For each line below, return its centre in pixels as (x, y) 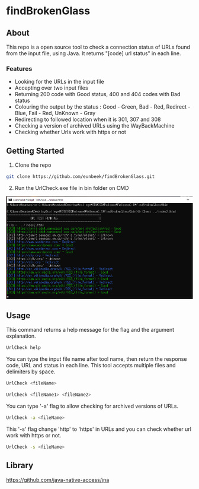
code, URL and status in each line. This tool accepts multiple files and (91, 366)
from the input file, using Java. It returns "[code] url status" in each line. (94, 53)
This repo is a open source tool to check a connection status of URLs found (98, 47)
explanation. (21, 336)
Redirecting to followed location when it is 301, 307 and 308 (88, 119)
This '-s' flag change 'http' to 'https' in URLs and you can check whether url (99, 429)
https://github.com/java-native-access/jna (58, 480)
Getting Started (35, 150)
